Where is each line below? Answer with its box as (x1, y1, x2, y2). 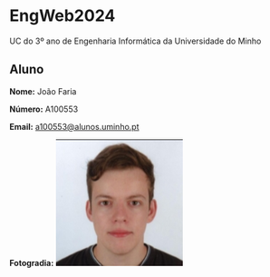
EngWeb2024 (9, 5, 116, 26)
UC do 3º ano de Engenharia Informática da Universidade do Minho (9, 35, 262, 46)
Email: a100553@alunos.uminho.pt (9, 121, 140, 132)
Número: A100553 (9, 104, 79, 114)
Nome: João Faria (9, 85, 77, 96)
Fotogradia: (9, 257, 54, 268)
